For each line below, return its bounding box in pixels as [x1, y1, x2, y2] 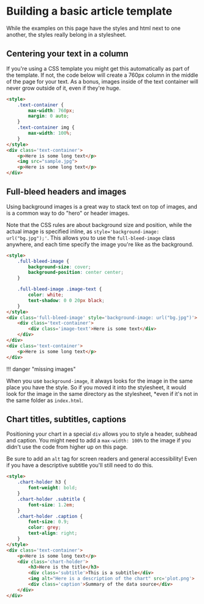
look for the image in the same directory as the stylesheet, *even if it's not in [6, 390, 198, 397]
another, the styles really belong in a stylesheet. [6, 31, 127, 38]
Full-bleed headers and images [6, 187, 127, 197]
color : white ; [28, 292, 64, 298]
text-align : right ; [28, 530, 78, 536]
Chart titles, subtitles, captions [6, 414, 127, 425]
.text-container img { [17, 124, 75, 131]
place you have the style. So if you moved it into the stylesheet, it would [6, 383, 187, 391]
